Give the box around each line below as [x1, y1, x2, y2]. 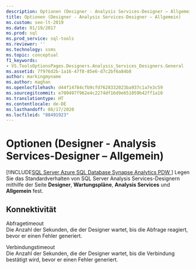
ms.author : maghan [6, 80, 51, 85]
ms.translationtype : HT [6, 95, 64, 101]
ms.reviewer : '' [6, 42, 45, 47]
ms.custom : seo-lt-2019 [6, 19, 64, 25]
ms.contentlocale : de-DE [6, 101, 66, 107]
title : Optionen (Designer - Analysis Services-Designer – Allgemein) [6, 14, 181, 20]
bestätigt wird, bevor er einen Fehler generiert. [6, 256, 118, 263]
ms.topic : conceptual [6, 52, 59, 58]
